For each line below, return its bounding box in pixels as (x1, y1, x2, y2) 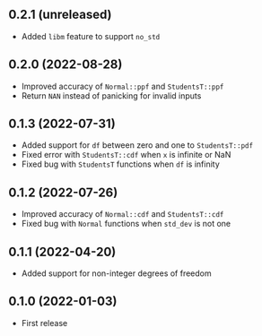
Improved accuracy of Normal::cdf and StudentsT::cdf (21, 209, 224, 220)
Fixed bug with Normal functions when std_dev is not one (21, 219, 231, 229)
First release (21, 317, 68, 328)
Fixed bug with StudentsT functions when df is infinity (21, 159, 221, 169)
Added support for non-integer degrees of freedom (21, 268, 212, 279)
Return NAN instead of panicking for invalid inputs (21, 90, 202, 101)
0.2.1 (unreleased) (8, 7, 112, 22)
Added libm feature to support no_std (21, 30, 161, 41)
